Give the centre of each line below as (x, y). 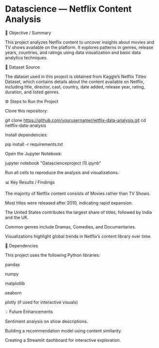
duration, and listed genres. (32, 92)
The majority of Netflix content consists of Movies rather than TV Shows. (78, 193)
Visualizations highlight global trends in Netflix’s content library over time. (78, 236)
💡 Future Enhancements (29, 312)
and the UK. (17, 217)
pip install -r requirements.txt (34, 144)
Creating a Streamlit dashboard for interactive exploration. (63, 340)
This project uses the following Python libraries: (53, 255)
